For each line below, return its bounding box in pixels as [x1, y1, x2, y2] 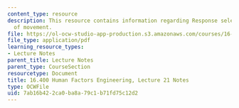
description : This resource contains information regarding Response [7, 17, 218, 24]
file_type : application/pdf [7, 37, 91, 44]
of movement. [14, 23, 53, 31]
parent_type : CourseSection [7, 63, 91, 70]
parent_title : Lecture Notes [7, 57, 94, 64]
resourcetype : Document [7, 70, 78, 77]
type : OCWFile [7, 83, 50, 90]
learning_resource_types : [7, 43, 84, 50]
